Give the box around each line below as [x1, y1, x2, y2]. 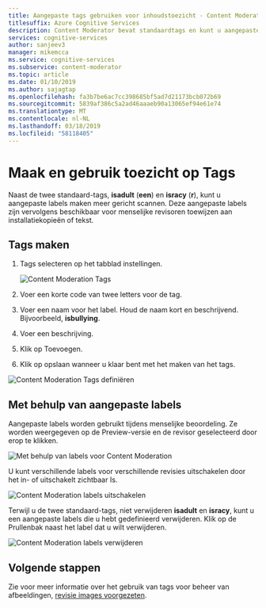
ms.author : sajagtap [8, 85, 77, 94]
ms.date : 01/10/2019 [8, 78, 77, 86]
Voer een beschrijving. [19, 329, 93, 338]
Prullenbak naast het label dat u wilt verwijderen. [8, 522, 167, 532]
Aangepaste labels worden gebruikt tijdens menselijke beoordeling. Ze [8, 419, 238, 429]
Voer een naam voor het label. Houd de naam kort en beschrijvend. [19, 305, 239, 315]
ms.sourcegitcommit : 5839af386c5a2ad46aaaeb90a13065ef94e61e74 [8, 100, 222, 108]
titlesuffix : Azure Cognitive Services [8, 19, 140, 27]
